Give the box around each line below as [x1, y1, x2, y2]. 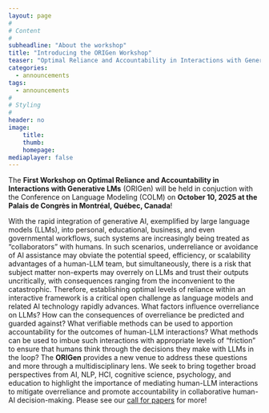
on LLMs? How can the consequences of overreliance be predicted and [8, 310, 244, 320]
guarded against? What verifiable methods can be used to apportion [8, 318, 234, 329]
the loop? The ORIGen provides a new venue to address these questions [8, 353, 248, 362]
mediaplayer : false [8, 153, 74, 161]
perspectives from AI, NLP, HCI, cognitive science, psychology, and [8, 370, 231, 379]
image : [8, 123, 30, 132]
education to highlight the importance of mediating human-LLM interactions [8, 379, 259, 388]
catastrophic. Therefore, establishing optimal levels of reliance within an [8, 285, 246, 294]
